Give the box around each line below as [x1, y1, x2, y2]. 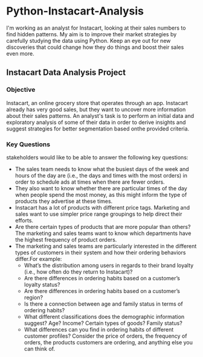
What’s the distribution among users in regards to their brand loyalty [24, 262, 194, 269]
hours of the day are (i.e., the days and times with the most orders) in [14, 172, 187, 179]
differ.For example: [14, 255, 62, 262]
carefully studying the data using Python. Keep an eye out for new [6, 37, 171, 44]
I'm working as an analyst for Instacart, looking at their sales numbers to [6, 24, 186, 31]
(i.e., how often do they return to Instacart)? [24, 268, 133, 275]
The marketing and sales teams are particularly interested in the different [14, 242, 197, 249]
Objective [6, 86, 36, 94]
